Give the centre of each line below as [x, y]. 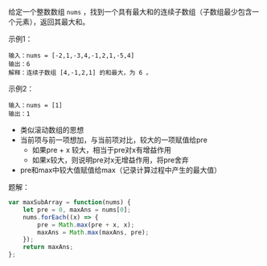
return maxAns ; [48, 248]
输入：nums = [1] [35, 105]
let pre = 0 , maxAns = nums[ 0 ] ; [77, 210]
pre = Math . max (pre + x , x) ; [86, 225]
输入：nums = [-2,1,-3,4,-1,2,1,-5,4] [72, 55]
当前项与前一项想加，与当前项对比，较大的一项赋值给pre [113, 140]
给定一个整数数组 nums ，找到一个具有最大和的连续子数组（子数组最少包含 [130, 12]
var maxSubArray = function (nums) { [70, 203]
